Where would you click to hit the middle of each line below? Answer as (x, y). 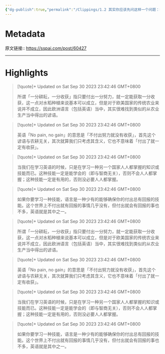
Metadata (25, 34)
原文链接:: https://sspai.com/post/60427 (46, 48)
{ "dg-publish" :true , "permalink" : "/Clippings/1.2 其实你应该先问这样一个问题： (82, 10)
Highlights (27, 73)
